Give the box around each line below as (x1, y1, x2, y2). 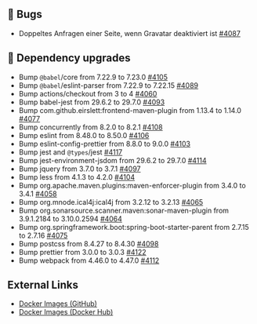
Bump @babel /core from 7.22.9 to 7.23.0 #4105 (18, 72, 168, 82)
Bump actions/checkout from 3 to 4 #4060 (18, 89, 157, 98)
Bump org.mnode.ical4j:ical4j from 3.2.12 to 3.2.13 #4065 (18, 197, 204, 206)
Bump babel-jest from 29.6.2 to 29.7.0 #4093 (18, 97, 165, 107)
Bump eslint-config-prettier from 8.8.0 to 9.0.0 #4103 (18, 139, 191, 148)
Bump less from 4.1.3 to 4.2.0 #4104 (18, 172, 136, 181)
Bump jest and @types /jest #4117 (18, 147, 123, 157)
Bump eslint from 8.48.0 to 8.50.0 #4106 (18, 130, 150, 140)
